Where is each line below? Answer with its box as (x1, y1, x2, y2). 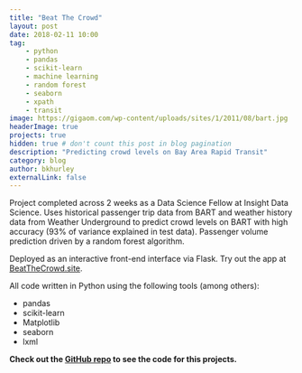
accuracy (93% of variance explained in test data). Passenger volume (9, 227, 269, 238)
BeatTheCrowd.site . (9, 263, 83, 274)
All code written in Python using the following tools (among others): (9, 281, 260, 292)
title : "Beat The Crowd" (9, 13, 103, 23)
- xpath (25, 97, 54, 107)
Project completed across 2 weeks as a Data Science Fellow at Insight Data (9, 198, 288, 209)
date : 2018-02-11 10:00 (9, 30, 99, 39)
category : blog (9, 155, 67, 165)
